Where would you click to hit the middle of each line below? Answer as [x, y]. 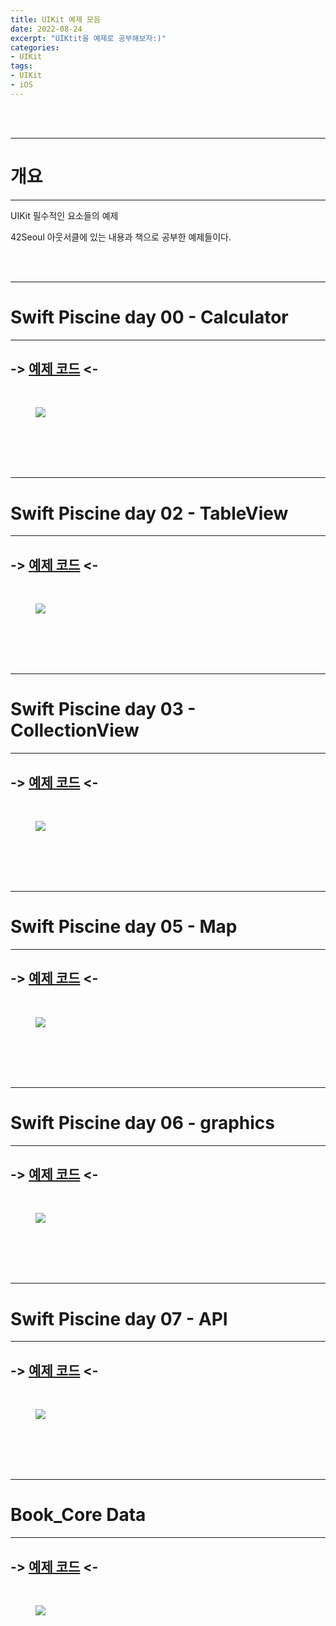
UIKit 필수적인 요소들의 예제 [64, 215]
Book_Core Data [78, 1515]
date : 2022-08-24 [46, 29]
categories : [35, 47]
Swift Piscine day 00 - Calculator [149, 317]
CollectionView [75, 730]
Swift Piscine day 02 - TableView [149, 513]
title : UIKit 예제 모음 [55, 19]
